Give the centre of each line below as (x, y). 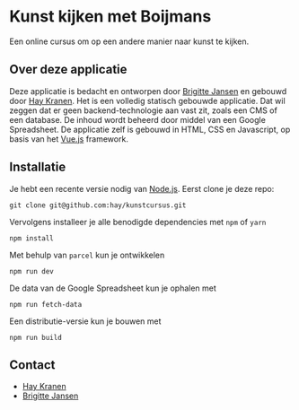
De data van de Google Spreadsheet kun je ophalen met (113, 288)
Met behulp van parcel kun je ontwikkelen (87, 255)
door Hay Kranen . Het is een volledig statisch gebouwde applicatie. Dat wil (147, 100)
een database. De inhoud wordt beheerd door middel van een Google (138, 119)
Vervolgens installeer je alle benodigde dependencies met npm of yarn (138, 222)
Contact (32, 365)
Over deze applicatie (68, 70)
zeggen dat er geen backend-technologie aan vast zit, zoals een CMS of (144, 110)
